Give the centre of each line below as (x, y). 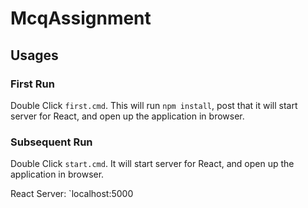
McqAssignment (81, 18)
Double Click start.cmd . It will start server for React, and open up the (152, 164)
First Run (32, 84)
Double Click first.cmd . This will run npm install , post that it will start (154, 105)
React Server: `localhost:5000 (72, 194)
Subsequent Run (51, 142)
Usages (34, 55)
